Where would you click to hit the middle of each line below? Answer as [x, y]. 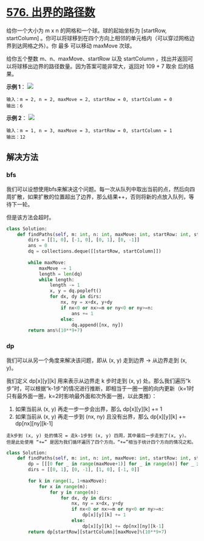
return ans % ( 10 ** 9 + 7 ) [56, 330]
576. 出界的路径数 [51, 12]
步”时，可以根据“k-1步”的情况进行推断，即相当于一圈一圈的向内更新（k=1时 [100, 388]
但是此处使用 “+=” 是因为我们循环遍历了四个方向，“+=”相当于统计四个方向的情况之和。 [101, 442]
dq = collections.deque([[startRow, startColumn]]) [95, 251]
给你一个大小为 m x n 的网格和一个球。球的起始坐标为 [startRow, [87, 30]
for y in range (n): [74, 492]
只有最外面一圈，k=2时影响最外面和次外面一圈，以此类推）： [82, 396]
